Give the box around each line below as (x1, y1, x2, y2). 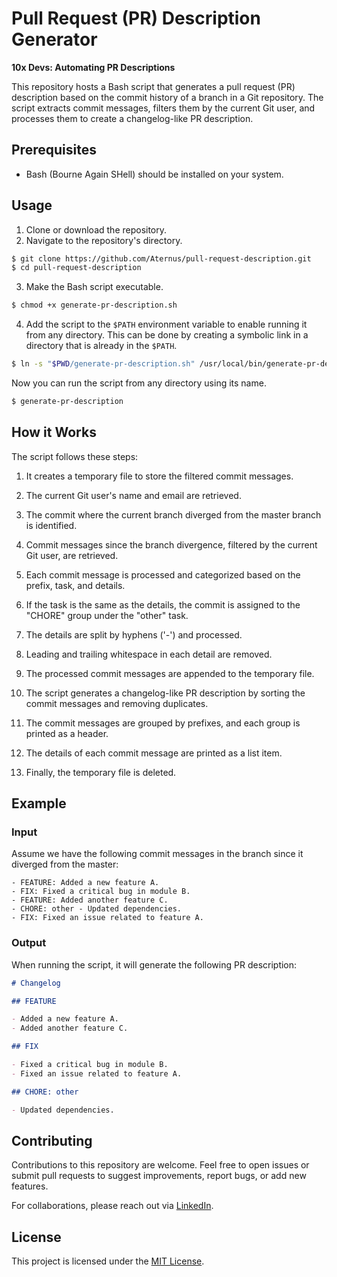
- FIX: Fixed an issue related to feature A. (11, 913, 204, 923)
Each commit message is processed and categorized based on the (25, 568, 301, 581)
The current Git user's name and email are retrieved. (25, 489, 242, 501)
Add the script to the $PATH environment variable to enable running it (25, 318, 308, 331)
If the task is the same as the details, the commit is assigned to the (25, 598, 301, 611)
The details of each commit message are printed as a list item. (25, 747, 283, 759)
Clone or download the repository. (25, 223, 168, 236)
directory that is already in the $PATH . (25, 340, 178, 352)
